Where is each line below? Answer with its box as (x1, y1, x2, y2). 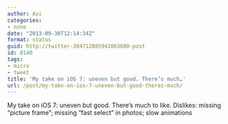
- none (7, 23, 27, 30)
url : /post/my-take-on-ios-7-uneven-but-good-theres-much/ (7, 82, 183, 89)
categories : (7, 17, 42, 24)
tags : (7, 56, 23, 63)
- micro (7, 62, 30, 69)
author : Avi (7, 10, 42, 18)
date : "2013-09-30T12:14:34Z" (7, 29, 96, 37)
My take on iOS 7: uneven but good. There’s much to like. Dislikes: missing (7, 101, 222, 109)
